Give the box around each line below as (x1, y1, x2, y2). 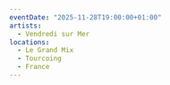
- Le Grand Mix (17, 46, 74, 55)
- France (17, 63, 50, 72)
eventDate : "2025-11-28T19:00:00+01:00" (9, 12, 163, 22)
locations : (9, 37, 50, 47)
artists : (9, 21, 42, 30)
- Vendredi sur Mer (17, 29, 90, 38)
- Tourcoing (17, 54, 63, 63)
